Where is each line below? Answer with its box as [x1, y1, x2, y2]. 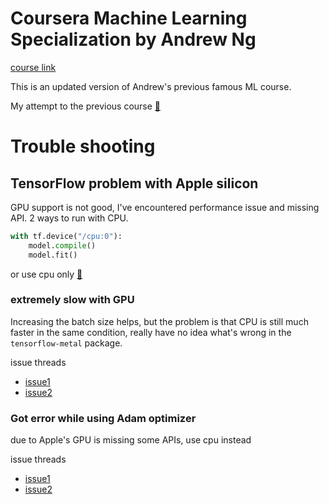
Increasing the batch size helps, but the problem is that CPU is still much [10, 315, 309, 327]
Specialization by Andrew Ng [10, 28, 257, 51]
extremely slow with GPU [10, 293, 135, 307]
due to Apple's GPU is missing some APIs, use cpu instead [10, 434, 252, 446]
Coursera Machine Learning [10, 7, 248, 30]
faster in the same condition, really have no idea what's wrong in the [10, 326, 292, 338]
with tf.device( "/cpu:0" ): [10, 231, 123, 241]
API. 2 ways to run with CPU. [10, 212, 129, 224]
